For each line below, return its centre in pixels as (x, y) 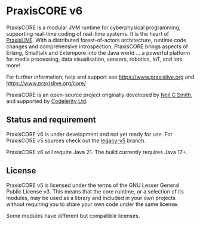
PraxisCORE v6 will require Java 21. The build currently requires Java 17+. (97, 152)
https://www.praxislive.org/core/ (46, 83)
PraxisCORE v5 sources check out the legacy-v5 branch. (76, 140)
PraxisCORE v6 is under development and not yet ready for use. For (90, 134)
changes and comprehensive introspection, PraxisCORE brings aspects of (97, 46)
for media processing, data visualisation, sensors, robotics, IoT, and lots (94, 59)
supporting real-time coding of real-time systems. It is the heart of (87, 33)
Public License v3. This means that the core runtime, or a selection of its (95, 191)
